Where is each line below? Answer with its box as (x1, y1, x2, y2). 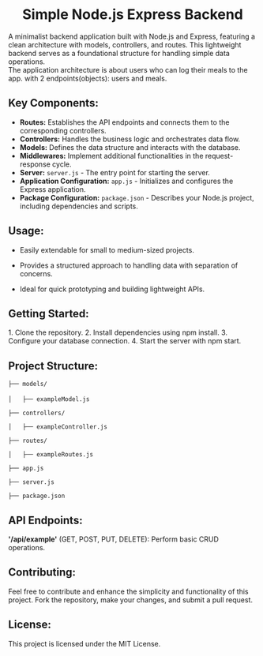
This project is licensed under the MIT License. (8, 639, 161, 648)
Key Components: (8, 96, 99, 110)
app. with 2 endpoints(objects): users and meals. (8, 73, 167, 83)
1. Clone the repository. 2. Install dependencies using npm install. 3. (8, 328, 227, 337)
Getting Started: (8, 306, 89, 321)
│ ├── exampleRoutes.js (8, 451, 93, 459)
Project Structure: (8, 359, 99, 373)
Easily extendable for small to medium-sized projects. (19, 245, 195, 254)
